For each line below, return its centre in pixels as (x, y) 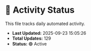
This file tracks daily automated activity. (45, 24)
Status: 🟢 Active (29, 44)
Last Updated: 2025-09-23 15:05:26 (49, 33)
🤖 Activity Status (40, 10)
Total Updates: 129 (32, 38)
